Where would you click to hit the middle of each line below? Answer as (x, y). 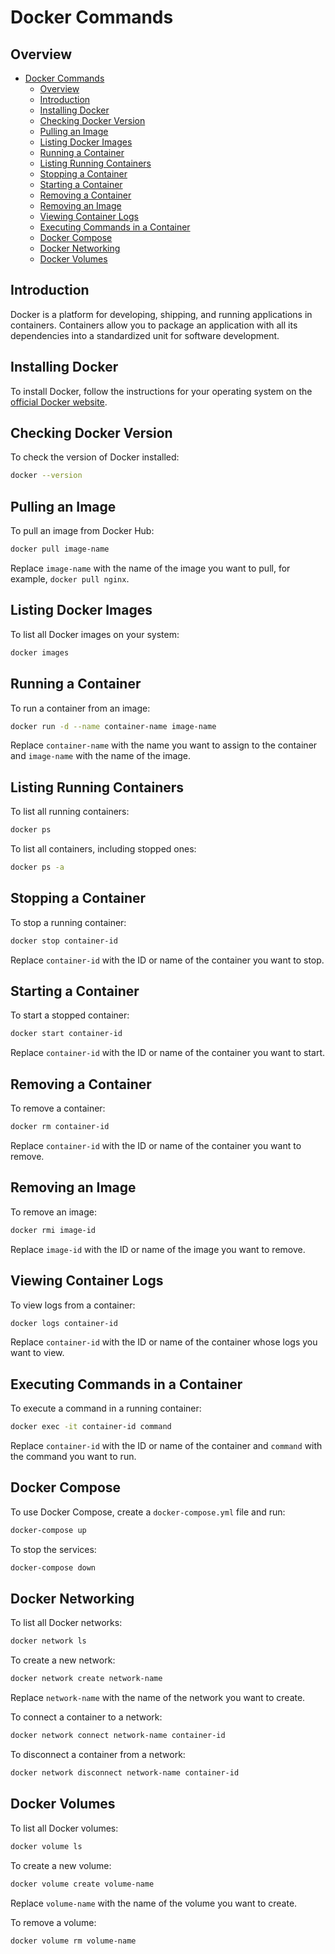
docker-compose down (53, 1567)
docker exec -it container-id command (91, 1427)
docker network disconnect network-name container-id (125, 1773)
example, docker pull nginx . (70, 579)
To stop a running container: (68, 922)
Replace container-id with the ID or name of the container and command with (166, 1446)
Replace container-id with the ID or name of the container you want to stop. (167, 960)
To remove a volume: (53, 1922)
